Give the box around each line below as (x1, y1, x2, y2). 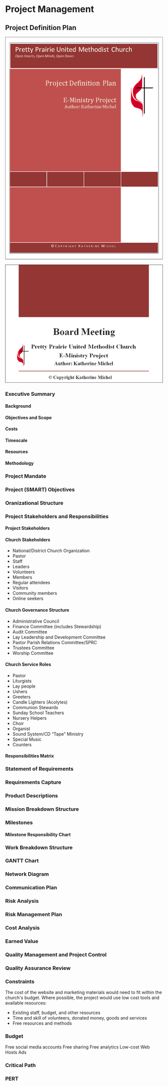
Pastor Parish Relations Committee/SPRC (12, 639, 97, 645)
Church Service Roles (5, 661, 51, 668)
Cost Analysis (5, 925, 40, 932)
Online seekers (12, 596, 43, 602)
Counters (12, 741, 32, 748)
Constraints (5, 978, 35, 985)
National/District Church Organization (12, 548, 90, 554)
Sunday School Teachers (12, 710, 64, 716)
